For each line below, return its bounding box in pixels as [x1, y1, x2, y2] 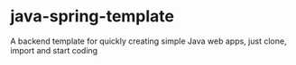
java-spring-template [10, 6, 175, 27]
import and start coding [10, 45, 98, 55]
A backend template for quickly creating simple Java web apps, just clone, [10, 36, 287, 46]
